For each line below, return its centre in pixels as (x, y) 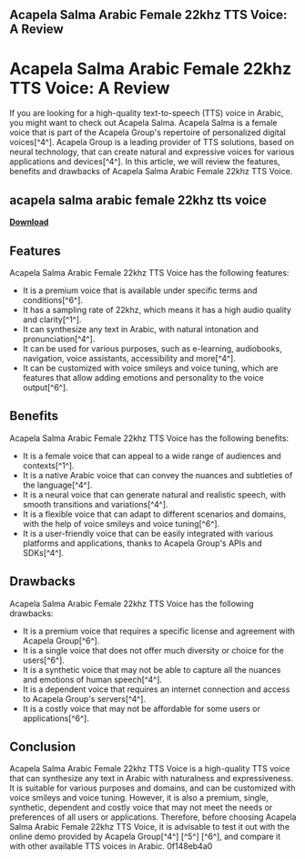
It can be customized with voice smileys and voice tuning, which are (151, 368)
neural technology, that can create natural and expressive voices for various (152, 152)
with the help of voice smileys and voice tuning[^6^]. (121, 523)
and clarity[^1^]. (52, 320)
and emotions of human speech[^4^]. (92, 679)
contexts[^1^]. (48, 466)
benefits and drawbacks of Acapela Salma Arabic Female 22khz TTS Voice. (151, 172)
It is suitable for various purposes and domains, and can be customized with (152, 788)
